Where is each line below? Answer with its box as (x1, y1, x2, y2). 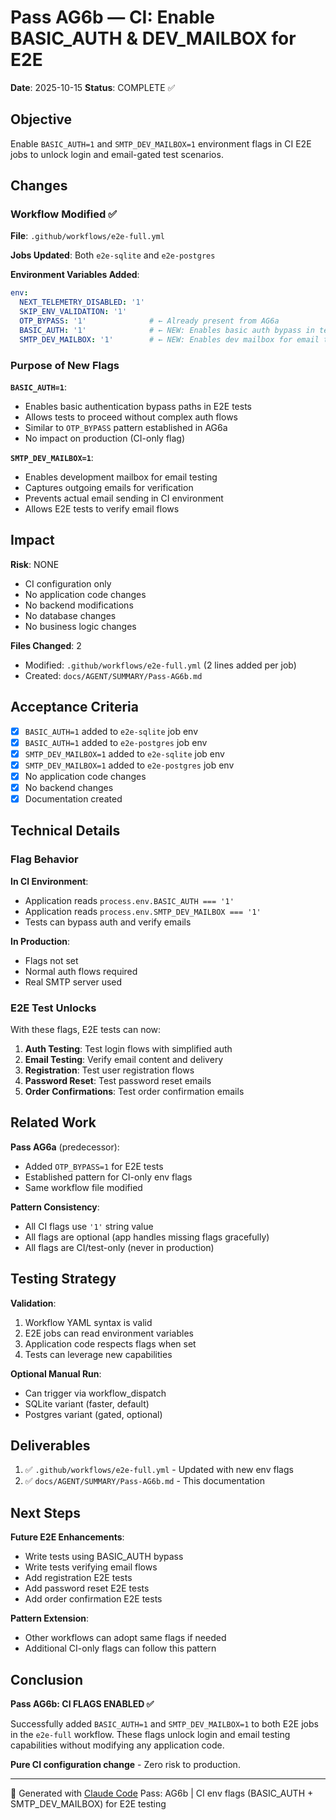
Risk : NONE (10, 558, 60, 570)
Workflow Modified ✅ (10, 207, 118, 221)
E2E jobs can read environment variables (24, 1327, 194, 1339)
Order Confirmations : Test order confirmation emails (24, 1086, 245, 1098)
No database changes (24, 609, 117, 621)
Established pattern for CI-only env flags (24, 1171, 193, 1183)
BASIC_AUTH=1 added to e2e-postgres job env (24, 736, 208, 748)
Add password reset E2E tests (24, 1582, 150, 1595)
